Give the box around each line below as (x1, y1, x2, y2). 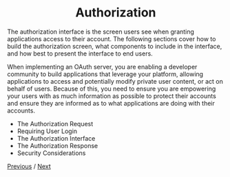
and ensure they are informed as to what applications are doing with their (7, 99, 215, 107)
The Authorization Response (17, 141, 98, 150)
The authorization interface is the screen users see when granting (7, 27, 195, 36)
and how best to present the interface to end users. (7, 49, 153, 58)
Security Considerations (17, 149, 86, 157)
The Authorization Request (17, 119, 94, 128)
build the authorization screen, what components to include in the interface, (7, 42, 222, 50)
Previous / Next (7, 162, 52, 170)
